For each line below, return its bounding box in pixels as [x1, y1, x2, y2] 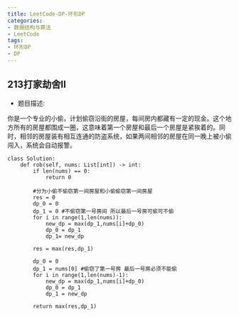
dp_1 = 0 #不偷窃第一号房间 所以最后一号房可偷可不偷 [33, 208, 174, 215]
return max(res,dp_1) [33, 303, 97, 310]
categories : [7, 17, 43, 24]
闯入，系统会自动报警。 [7, 141, 76, 149]
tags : [7, 37, 23, 44]
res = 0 [33, 193, 55, 201]
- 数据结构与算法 [7, 24, 51, 31]
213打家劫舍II [7, 79, 66, 91]
